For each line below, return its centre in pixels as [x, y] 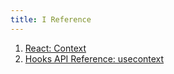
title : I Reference [51, 19]
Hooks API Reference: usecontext [94, 58]
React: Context [55, 48]
